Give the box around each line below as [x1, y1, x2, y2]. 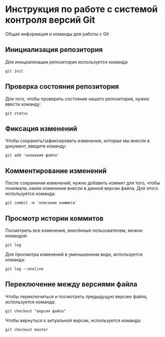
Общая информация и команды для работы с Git [5, 31, 109, 37]
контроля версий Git [5, 14, 95, 26]
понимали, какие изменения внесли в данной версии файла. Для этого [5, 185, 158, 191]
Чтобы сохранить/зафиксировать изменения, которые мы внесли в [5, 138, 150, 144]
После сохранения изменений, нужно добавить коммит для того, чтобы [5, 180, 160, 186]
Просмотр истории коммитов [5, 214, 104, 223]
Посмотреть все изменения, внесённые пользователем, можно [5, 228, 143, 233]
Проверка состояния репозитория [5, 82, 119, 91]
